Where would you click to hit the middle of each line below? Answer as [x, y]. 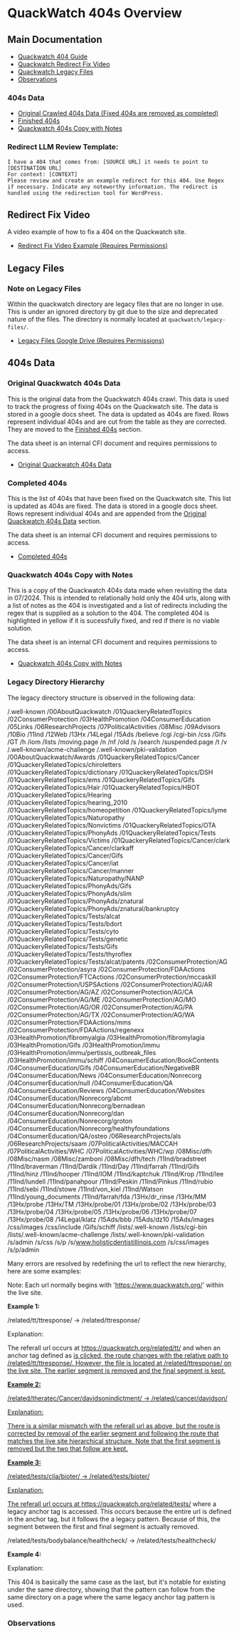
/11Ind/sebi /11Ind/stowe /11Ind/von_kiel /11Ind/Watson [85, 1189]
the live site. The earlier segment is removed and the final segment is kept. [117, 1370]
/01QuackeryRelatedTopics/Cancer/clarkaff [70, 848]
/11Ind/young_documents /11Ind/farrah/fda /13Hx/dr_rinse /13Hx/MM [107, 1196]
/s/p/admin [23, 1249]
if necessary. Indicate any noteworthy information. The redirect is [113, 187]
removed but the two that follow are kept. [68, 1448]
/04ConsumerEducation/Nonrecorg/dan [66, 1113]
